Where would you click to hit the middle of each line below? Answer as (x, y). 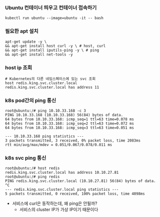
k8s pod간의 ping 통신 (31, 100)
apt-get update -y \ (26, 42)
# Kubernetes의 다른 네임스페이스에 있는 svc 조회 (50, 79)
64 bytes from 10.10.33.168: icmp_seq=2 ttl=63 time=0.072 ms (70, 124)
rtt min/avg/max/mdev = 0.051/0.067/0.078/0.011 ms (59, 145)
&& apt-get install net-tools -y (39, 54)
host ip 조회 (19, 68)
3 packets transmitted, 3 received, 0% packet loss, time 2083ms (73, 141)
